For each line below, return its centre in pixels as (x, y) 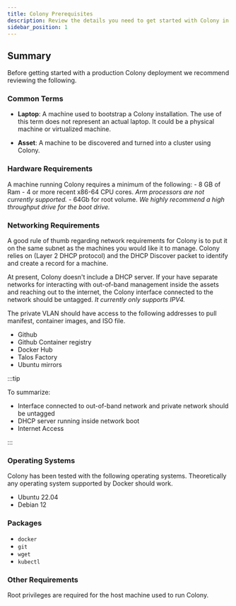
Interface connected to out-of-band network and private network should (123, 406)
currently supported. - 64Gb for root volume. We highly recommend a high (116, 199)
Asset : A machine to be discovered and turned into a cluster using (114, 143)
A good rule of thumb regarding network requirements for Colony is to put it (117, 241)
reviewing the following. (42, 80)
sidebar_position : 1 (38, 27)
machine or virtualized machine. (64, 129)
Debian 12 (32, 505)
